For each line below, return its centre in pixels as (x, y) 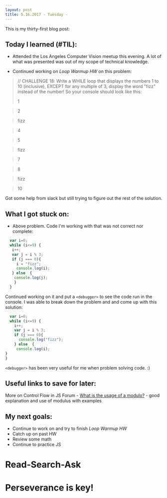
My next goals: (29, 416)
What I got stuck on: (37, 214)
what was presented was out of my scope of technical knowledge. (81, 62)
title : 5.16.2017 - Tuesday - (37, 14)
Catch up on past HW (34, 434)
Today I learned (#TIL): (41, 44)
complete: (23, 231)
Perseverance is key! (49, 487)
